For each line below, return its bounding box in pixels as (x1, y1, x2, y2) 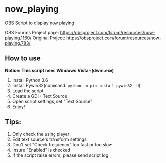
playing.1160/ (5, 35, 32, 41)
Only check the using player (12, 131, 70, 137)
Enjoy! (12, 103, 25, 109)
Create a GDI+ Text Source (12, 93, 68, 99)
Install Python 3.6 (12, 77, 48, 83)
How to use (5, 54, 41, 63)
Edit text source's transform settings (12, 136, 87, 142)
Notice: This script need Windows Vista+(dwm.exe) (5, 67, 114, 73)
